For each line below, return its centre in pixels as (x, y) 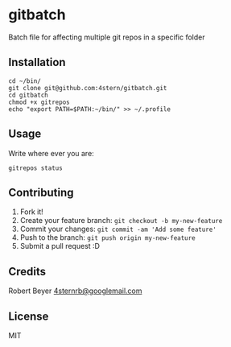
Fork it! (32, 212)
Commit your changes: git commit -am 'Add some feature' (118, 229)
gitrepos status (35, 168)
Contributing (41, 192)
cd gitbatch (28, 95)
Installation (37, 62)
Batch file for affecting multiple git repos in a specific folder (107, 37)
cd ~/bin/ (25, 81)
